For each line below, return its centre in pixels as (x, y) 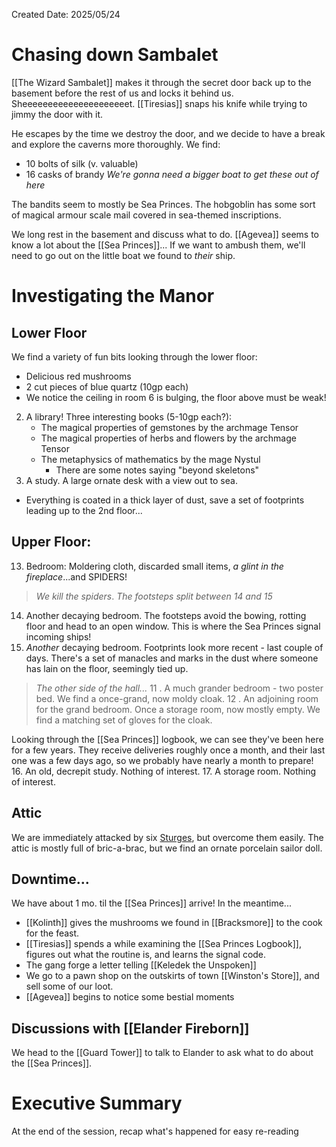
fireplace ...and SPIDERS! (76, 576)
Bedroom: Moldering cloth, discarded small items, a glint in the (154, 566)
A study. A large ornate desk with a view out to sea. (131, 480)
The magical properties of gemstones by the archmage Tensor (169, 427)
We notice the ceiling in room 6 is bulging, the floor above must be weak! (176, 397)
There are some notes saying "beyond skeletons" (157, 470)
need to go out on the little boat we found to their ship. (123, 255)
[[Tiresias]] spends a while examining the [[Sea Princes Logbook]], (163, 944)
